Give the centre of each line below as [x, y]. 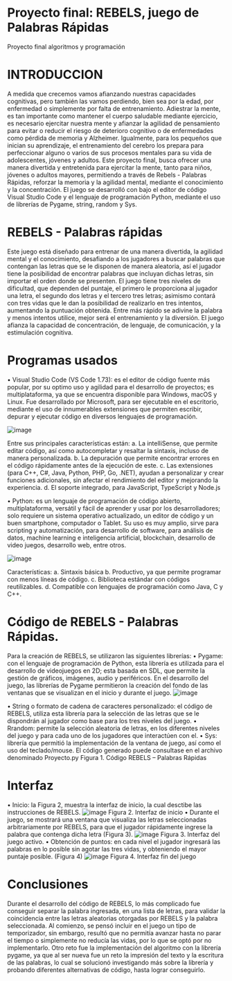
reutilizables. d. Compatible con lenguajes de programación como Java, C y [115, 586]
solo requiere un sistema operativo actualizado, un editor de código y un [110, 515]
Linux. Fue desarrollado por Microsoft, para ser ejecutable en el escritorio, [113, 401]
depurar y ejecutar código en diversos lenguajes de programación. [102, 416]
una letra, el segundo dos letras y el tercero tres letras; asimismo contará [111, 295]
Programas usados [62, 360]
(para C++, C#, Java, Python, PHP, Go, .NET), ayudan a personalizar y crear [115, 472]
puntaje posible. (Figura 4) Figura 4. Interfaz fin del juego [102, 856]
